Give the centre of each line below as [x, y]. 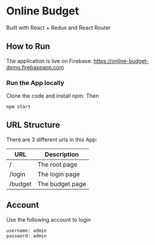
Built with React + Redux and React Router [59, 28]
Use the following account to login [49, 219]
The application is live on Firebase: [49, 61]
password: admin [26, 236]
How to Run [28, 46]
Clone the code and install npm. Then [53, 96]
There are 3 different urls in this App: [52, 140]
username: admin [26, 231]
